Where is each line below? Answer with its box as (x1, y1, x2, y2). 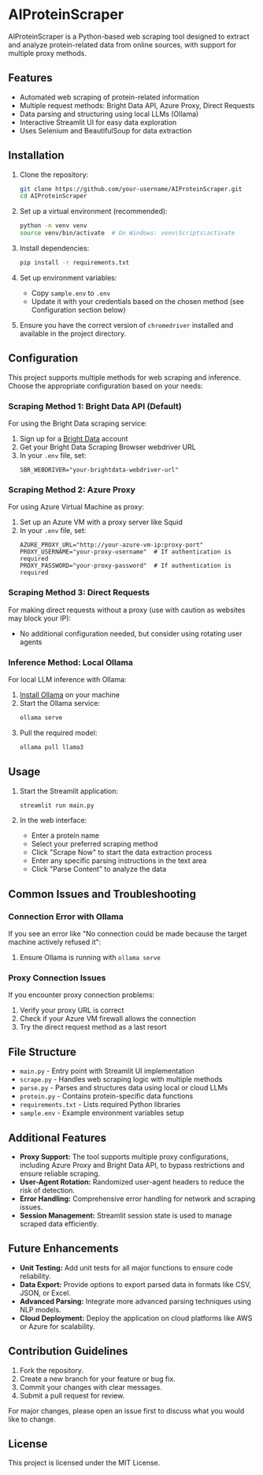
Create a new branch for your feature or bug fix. (19, 1374, 176, 1383)
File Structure (8, 1045, 76, 1059)
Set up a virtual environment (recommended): (19, 207, 168, 216)
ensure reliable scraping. (19, 1169, 101, 1178)
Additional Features (8, 1131, 107, 1144)
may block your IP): (8, 614, 72, 623)
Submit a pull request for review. (19, 1391, 125, 1400)
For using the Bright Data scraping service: (8, 418, 147, 428)
